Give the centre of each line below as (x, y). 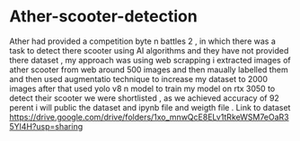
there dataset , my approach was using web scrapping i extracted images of (150, 60)
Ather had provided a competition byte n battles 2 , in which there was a (143, 41)
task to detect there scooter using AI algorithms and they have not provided (149, 50)
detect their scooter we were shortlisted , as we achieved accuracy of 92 (145, 98)
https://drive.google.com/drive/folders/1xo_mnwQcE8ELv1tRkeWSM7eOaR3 (149, 117)
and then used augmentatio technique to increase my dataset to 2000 (138, 79)
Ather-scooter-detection (103, 17)
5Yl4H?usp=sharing (46, 126)
